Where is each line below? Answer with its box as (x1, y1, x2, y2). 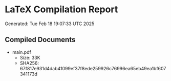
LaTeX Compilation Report (5, 4, 118, 15)
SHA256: (19, 60, 39, 66)
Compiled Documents (5, 35, 76, 44)
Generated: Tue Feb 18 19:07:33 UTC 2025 (5, 21, 95, 27)
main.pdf (12, 49, 31, 55)
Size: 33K (19, 54, 40, 60)
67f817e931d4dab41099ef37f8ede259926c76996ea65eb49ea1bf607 (19, 65, 166, 71)
